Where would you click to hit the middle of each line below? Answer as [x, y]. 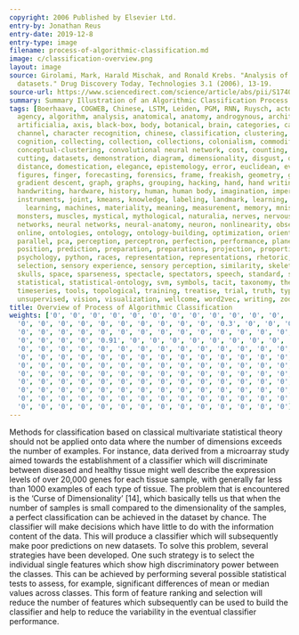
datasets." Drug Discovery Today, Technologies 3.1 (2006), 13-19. [145, 84]
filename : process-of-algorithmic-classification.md [109, 51]
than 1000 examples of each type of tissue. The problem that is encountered [149, 488]
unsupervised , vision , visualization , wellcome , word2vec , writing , [147, 299]
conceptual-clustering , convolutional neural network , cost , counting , [153, 150]
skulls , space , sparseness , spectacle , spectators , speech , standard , [151, 274]
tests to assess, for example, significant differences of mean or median [139, 583]
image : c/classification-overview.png [81, 59]
